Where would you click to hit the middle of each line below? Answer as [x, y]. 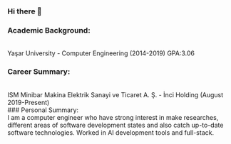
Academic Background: [49, 30]
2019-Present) [29, 102]
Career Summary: [39, 72]
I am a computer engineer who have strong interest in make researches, [113, 117]
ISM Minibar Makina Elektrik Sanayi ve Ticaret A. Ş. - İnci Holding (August [115, 94]
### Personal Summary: [43, 110]
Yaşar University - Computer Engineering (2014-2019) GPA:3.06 [101, 53]
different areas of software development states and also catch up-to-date [115, 125]
